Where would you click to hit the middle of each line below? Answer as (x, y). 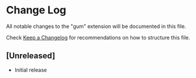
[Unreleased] (31, 56)
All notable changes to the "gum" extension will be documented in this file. (96, 26)
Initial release (31, 70)
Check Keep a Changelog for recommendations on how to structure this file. (98, 37)
